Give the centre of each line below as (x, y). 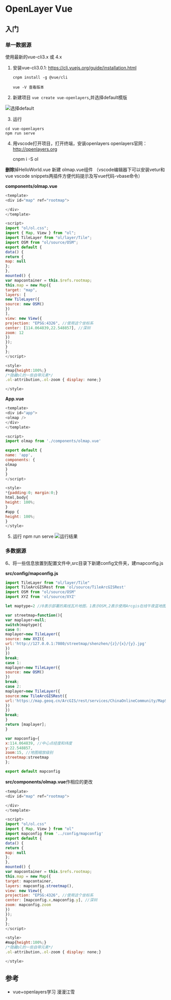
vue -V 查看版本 (28, 87)
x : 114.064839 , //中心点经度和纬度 (39, 743)
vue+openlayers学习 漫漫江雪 (44, 992)
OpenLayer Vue (39, 9)
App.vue (15, 399)
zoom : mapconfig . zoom (28, 905)
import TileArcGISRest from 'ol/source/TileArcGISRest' (66, 587)
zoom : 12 (15, 332)
